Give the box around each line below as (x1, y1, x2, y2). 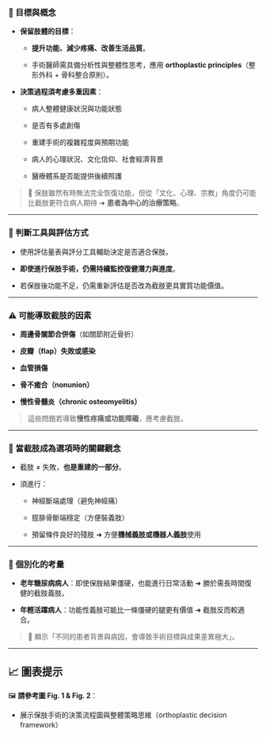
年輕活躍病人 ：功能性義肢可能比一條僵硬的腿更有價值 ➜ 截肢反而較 (19, 605, 238, 615)
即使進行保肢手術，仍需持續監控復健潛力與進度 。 (19, 263, 180, 273)
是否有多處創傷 (31, 121, 81, 130)
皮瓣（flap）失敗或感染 (19, 346, 97, 355)
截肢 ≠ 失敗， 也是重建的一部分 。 (19, 463, 126, 472)
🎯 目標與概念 (8, 6, 57, 17)
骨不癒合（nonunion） (19, 379, 94, 390)
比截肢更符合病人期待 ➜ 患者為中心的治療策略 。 (27, 198, 184, 208)
